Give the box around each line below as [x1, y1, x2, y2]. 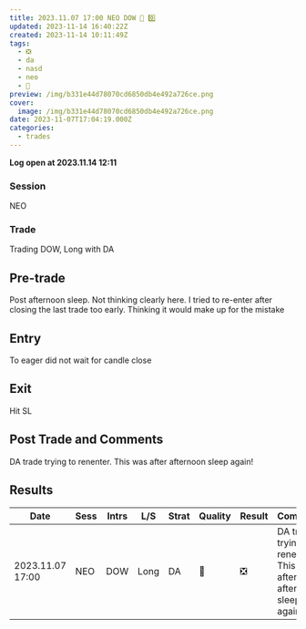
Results [9, 482, 54, 498]
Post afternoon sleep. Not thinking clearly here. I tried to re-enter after [9, 294, 273, 305]
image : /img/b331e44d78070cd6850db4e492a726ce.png [17, 107, 214, 116]
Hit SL [9, 405, 33, 416]
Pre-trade [9, 270, 66, 285]
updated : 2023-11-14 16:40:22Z [9, 22, 128, 31]
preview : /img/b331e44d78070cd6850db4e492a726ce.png [9, 89, 214, 98]
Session [9, 180, 46, 192]
